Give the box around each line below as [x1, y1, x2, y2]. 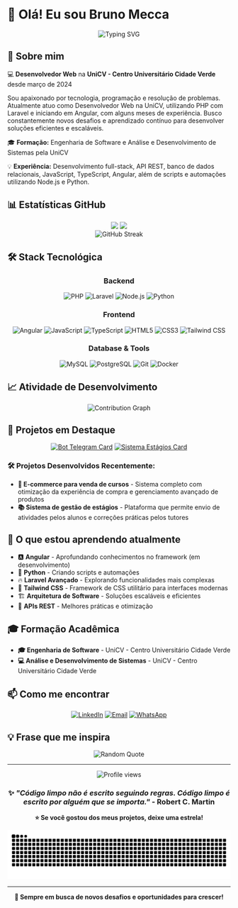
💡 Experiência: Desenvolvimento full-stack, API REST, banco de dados [7, 162, 215, 170]
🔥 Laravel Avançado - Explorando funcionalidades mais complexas [17, 575, 215, 584]
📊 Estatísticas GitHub [7, 199, 106, 211]
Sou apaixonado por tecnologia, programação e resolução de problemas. [7, 94, 221, 102]
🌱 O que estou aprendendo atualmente [7, 533, 181, 546]
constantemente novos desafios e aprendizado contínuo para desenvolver [7, 116, 225, 125]
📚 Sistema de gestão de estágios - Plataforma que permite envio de [17, 503, 220, 511]
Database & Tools [88, 343, 150, 353]
